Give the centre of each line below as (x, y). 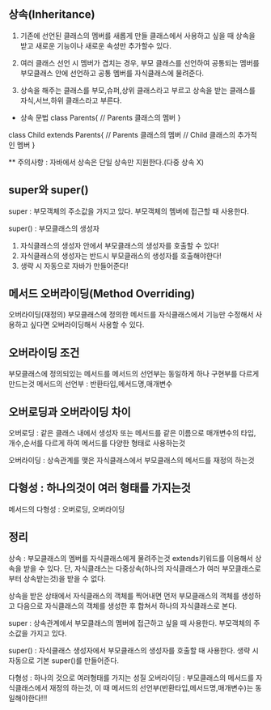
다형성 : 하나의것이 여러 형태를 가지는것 (100, 488)
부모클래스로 (241, 568)
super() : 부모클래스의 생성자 (54, 228)
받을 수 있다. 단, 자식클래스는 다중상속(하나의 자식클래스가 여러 (122, 568)
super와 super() (49, 190)
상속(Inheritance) (52, 15)
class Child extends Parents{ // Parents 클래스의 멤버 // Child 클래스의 (122, 134)
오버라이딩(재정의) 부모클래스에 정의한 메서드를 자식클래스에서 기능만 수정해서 (131, 315)
